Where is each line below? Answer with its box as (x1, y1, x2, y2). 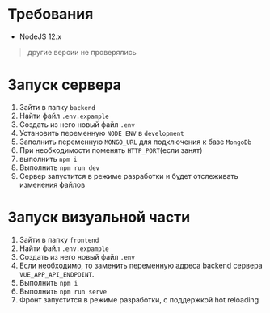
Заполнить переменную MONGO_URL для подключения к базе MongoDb (19, 137, 252, 146)
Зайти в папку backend (19, 102, 96, 112)
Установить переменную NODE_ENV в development (19, 128, 184, 137)
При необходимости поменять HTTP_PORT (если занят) (19, 145, 203, 154)
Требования (7, 5, 94, 23)
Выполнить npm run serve (19, 286, 108, 296)
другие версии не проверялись (27, 47, 137, 57)
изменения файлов (19, 180, 86, 189)
